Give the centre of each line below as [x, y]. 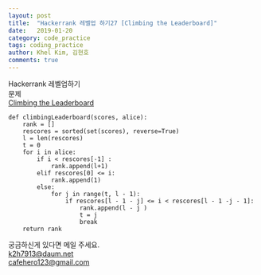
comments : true [33, 61]
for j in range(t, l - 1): [95, 194]
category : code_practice [49, 38]
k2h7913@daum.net [41, 253]
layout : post [30, 16]
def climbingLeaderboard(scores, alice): [78, 117]
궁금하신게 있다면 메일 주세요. [54, 245]
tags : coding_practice [46, 45]
